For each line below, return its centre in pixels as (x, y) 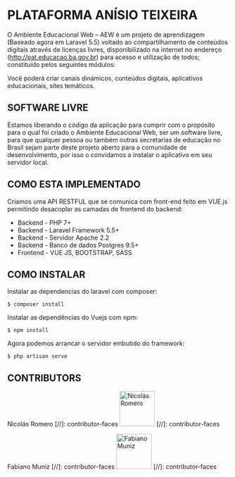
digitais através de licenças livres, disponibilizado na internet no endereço (115, 49)
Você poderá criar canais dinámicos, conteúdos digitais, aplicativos (105, 78)
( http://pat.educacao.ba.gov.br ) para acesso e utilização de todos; (104, 57)
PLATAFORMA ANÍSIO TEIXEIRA (103, 15)
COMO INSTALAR (46, 274)
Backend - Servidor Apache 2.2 (63, 237)
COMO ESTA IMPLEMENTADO (74, 184)
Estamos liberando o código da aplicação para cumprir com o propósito (111, 125)
